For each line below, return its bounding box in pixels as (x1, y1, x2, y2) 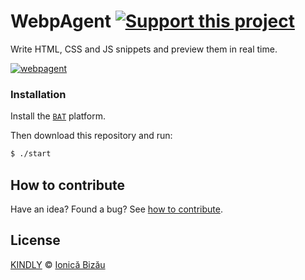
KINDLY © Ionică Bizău (10, 258, 106, 270)
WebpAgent (10, 10, 112, 33)
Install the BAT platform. (10, 110, 107, 122)
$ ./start (10, 149, 52, 159)
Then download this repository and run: (10, 130, 173, 142)
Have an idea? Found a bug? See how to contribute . (10, 203, 223, 215)
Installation (10, 87, 67, 101)
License (10, 232, 61, 249)
